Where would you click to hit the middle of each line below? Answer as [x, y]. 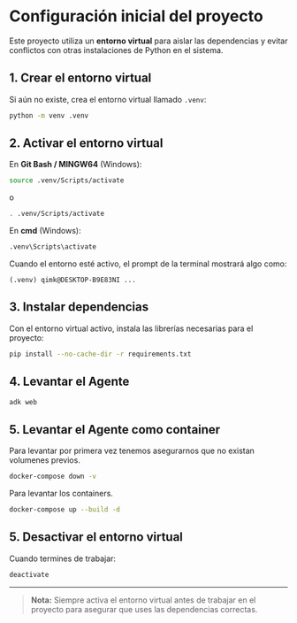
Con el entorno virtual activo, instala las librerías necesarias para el [131, 328]
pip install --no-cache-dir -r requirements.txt [100, 354]
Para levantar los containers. [61, 494]
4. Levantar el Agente [69, 382]
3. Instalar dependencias [79, 307]
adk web [23, 402]
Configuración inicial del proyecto [136, 16]
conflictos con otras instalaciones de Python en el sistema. [116, 50]
